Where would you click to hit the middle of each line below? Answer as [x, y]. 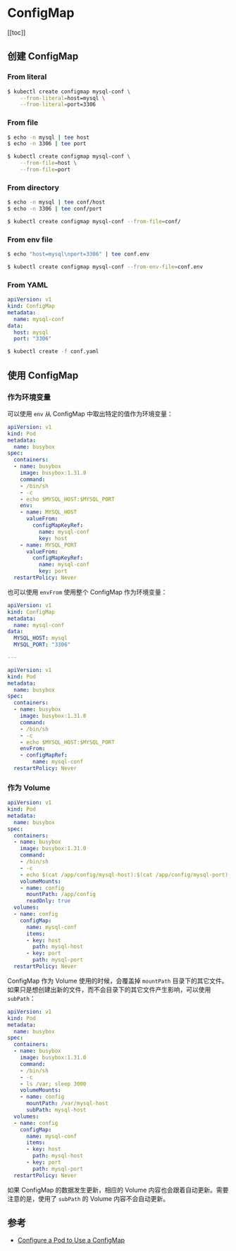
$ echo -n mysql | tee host [49, 137]
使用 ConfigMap [43, 375]
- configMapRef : [44, 755]
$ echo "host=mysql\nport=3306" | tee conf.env [79, 254]
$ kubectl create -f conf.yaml [53, 351]
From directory [33, 187]
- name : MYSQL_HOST [49, 512]
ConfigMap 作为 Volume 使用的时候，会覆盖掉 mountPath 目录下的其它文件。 [118, 981]
